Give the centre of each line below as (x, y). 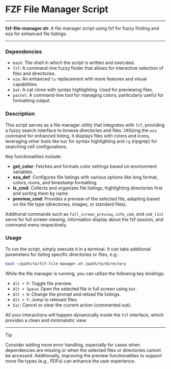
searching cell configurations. (36, 147)
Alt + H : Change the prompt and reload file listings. (67, 294)
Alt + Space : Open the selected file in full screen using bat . (75, 289)
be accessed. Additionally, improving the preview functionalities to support (83, 355)
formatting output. (32, 101)
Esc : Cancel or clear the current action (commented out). (72, 305)
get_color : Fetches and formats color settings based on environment (85, 166)
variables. (23, 172)
